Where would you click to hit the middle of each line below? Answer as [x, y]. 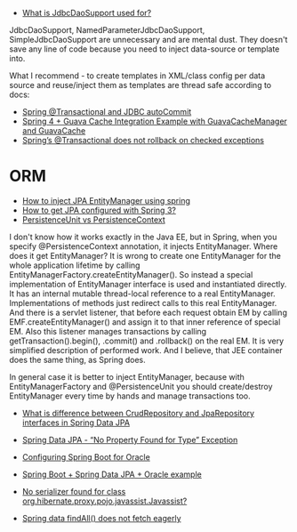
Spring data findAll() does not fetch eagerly [101, 518]
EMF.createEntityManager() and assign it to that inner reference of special [145, 322]
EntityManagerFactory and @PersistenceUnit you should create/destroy [141, 386]
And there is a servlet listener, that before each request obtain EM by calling [148, 312]
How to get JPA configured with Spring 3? [99, 210]
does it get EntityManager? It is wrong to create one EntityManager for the [145, 255]
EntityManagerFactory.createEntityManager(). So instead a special [131, 274]
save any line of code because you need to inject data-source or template [144, 49]
